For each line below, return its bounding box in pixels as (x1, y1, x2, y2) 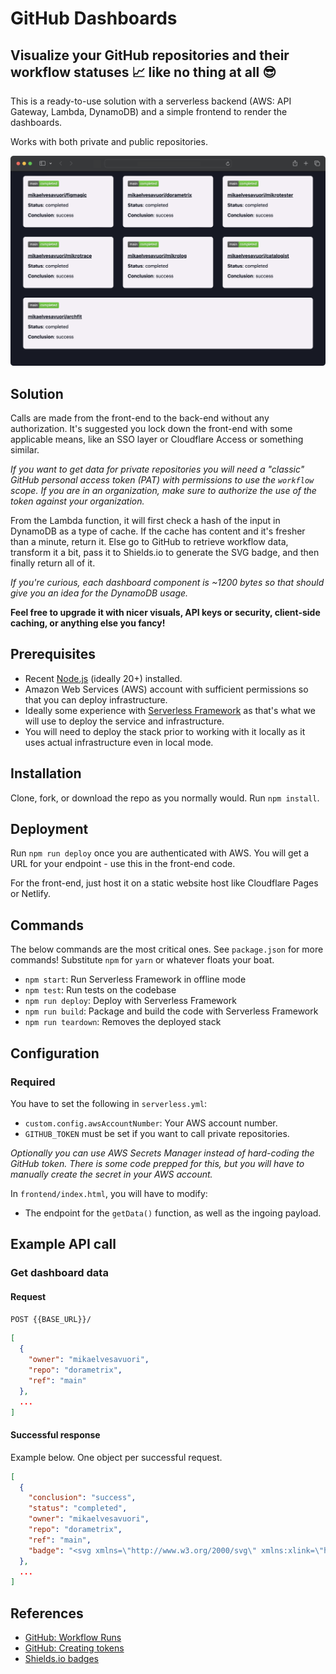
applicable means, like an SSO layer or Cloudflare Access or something (10, 433, 304, 445)
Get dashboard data (10, 1266, 109, 1280)
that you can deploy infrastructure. (24, 693, 168, 706)
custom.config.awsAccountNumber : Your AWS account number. (24, 1117, 278, 1129)
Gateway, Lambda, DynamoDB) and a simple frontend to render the (10, 106, 288, 117)
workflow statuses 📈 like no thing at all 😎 (10, 63, 277, 81)
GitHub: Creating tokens (24, 1642, 125, 1654)
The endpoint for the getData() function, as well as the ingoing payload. (24, 1207, 322, 1219)
